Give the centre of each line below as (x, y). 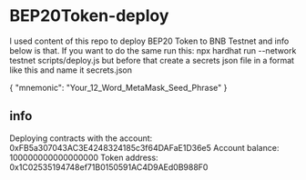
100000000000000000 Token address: (84, 157)
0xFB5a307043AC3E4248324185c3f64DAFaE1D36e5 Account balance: (144, 147)
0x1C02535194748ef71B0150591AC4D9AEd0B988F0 (109, 167)
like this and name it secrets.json (71, 70)
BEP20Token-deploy (89, 16)
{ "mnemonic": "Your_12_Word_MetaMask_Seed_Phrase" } (118, 87)
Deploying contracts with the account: (81, 138)
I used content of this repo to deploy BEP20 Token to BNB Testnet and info (149, 41)
